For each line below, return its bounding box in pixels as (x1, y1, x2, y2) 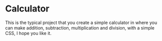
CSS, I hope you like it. (5, 30, 51, 36)
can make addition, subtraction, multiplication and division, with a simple (5, 24, 155, 30)
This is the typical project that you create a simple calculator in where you (5, 19, 157, 25)
